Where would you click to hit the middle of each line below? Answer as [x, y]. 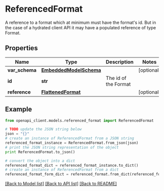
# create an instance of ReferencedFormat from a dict [62, 170]
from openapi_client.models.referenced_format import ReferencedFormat [79, 120]
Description [120, 62]
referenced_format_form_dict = [37, 174]
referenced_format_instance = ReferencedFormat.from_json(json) [72, 143]
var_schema [22, 70]
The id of [116, 78]
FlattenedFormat [61, 92]
